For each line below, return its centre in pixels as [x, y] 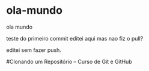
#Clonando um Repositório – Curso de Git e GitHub [69, 61]
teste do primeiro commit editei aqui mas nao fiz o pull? [75, 38]
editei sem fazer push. [34, 50]
